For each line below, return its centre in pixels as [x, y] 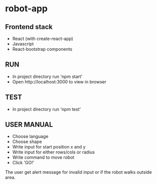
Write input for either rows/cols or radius [54, 152]
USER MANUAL [29, 125]
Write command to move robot [43, 157]
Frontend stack [29, 27]
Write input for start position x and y [49, 147]
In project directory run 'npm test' [46, 109]
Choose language [30, 137]
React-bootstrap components [42, 49]
